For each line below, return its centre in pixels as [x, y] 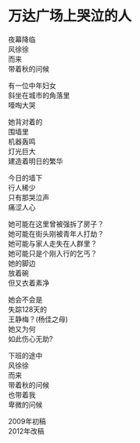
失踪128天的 [27, 309]
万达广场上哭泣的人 [70, 16]
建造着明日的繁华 [36, 161]
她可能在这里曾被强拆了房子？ [56, 224]
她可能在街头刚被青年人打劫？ [56, 233]
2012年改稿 [26, 431]
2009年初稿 [27, 421]
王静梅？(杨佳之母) [38, 319]
